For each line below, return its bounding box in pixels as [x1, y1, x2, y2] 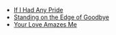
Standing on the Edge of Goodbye [13, 13, 109, 21]
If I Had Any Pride [13, 6, 63, 14]
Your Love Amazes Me [13, 21, 77, 28]
